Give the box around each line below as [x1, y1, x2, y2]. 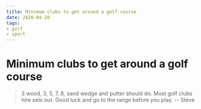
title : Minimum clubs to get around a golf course [6, 8, 137, 15]
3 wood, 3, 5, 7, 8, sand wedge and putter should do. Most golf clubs [21, 90, 193, 97]
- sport [6, 31, 26, 37]
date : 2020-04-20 [6, 14, 50, 20]
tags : [6, 20, 20, 26]
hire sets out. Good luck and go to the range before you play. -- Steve [21, 96, 195, 104]
